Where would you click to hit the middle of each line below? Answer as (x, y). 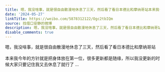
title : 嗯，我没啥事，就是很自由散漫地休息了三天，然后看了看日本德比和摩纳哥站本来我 (82, 10)
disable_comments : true (29, 32)
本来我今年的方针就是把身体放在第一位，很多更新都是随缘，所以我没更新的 (80, 58)
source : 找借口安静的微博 (29, 23)
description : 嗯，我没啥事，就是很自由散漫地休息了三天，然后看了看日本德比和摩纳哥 (82, 28)
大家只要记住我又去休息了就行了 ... (44, 64)
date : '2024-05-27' (25, 14)
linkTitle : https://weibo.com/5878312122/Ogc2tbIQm (59, 19)
